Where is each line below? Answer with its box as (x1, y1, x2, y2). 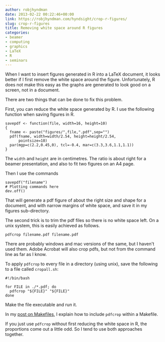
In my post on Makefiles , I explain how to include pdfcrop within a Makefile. (5, 311, 159, 317)
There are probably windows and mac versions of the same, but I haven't (5, 241, 155, 247)
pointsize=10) (18, 138, 48, 143)
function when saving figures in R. (5, 112, 75, 118)
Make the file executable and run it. (5, 302, 77, 308)
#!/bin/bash (5, 276, 30, 281)
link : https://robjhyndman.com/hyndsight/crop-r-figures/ (5, 16, 127, 21)
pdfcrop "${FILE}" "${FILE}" (9, 289, 70, 294)
